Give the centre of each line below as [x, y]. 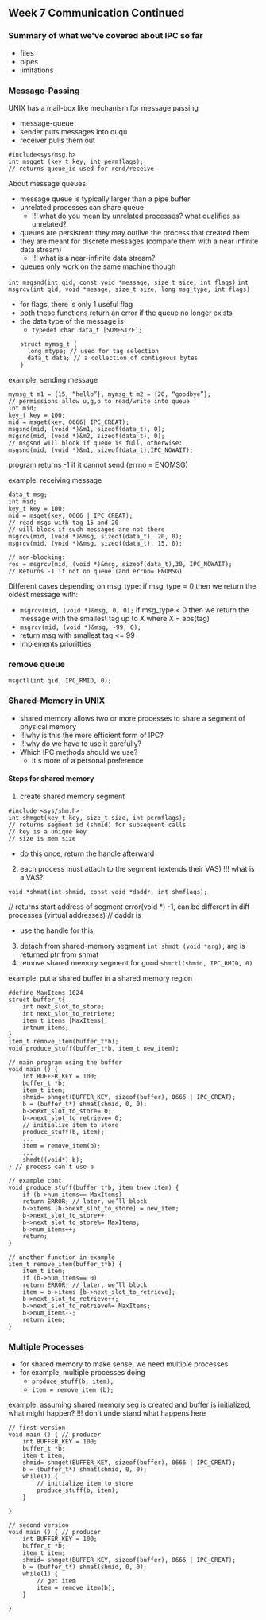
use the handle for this [56, 930]
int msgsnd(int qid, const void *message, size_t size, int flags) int [128, 282]
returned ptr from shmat [59, 954]
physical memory [48, 726]
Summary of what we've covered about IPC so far [106, 36]
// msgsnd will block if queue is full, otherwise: [95, 443]
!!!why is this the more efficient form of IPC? [92, 735]
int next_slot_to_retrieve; [69, 1013]
